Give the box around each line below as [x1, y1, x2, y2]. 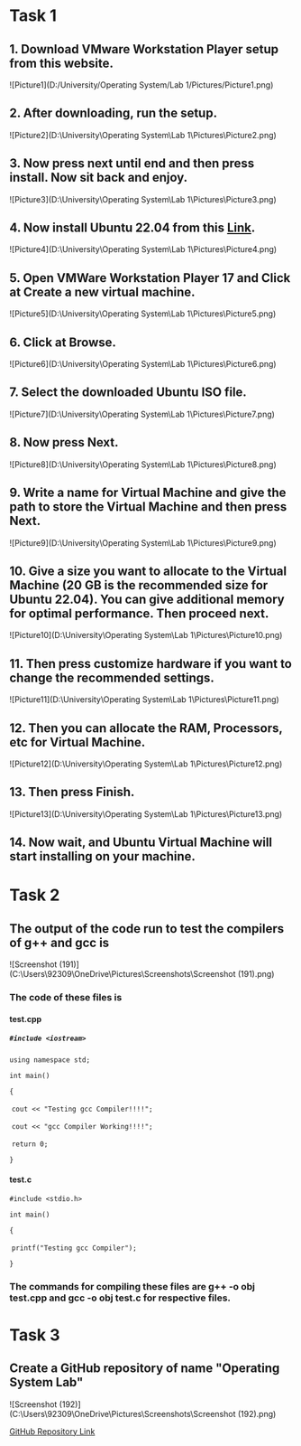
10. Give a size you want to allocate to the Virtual [9, 563, 287, 578]
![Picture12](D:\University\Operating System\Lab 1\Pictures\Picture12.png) [9, 758, 283, 769]
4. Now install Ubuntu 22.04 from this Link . [9, 221, 256, 236]
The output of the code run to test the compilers [9, 921, 285, 936]
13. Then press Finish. [9, 784, 135, 800]
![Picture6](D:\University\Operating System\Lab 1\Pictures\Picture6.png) [9, 359, 277, 370]
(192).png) [237, 1408, 277, 1419]
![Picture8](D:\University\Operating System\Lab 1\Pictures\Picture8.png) [9, 458, 277, 470]
